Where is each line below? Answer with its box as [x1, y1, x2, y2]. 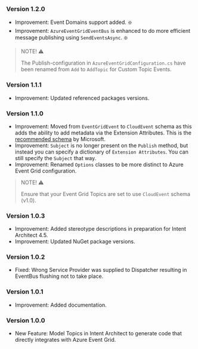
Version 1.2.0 [6, 5, 46, 13]
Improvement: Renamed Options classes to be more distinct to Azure [14, 161, 184, 168]
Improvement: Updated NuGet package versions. [14, 238, 135, 245]
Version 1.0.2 [6, 253, 45, 261]
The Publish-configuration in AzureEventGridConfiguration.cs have [20, 59, 186, 67]
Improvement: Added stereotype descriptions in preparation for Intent [14, 225, 186, 232]
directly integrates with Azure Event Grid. [14, 336, 116, 344]
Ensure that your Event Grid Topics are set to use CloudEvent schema [20, 190, 191, 197]
